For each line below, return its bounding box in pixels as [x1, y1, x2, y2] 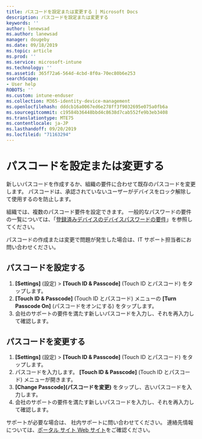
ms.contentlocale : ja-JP [6, 121, 69, 127]
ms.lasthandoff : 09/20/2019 [6, 126, 77, 132]
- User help [6, 82, 36, 88]
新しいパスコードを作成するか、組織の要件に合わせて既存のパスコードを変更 [6, 180, 196, 187]
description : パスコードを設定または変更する [6, 14, 109, 20]
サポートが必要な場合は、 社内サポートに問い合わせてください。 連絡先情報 [6, 419, 194, 426]
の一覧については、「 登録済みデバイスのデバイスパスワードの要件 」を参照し [6, 216, 193, 223]
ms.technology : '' [6, 64, 52, 71]
